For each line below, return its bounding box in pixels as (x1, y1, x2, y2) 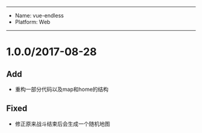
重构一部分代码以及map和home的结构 (14, 85, 109, 93)
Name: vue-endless (14, 12, 64, 19)
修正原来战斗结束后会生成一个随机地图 (14, 120, 110, 127)
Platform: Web (14, 19, 50, 25)
